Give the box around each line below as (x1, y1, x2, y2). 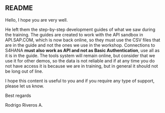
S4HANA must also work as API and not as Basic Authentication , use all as (5, 47, 160, 53)
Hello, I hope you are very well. (5, 17, 68, 23)
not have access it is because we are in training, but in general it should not (5, 63, 159, 69)
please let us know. (5, 83, 44, 89)
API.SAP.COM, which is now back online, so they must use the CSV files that (5, 37, 161, 43)
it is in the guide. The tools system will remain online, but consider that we (5, 53, 155, 58)
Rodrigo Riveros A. (5, 102, 43, 108)
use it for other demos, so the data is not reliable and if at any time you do (5, 57, 155, 63)
